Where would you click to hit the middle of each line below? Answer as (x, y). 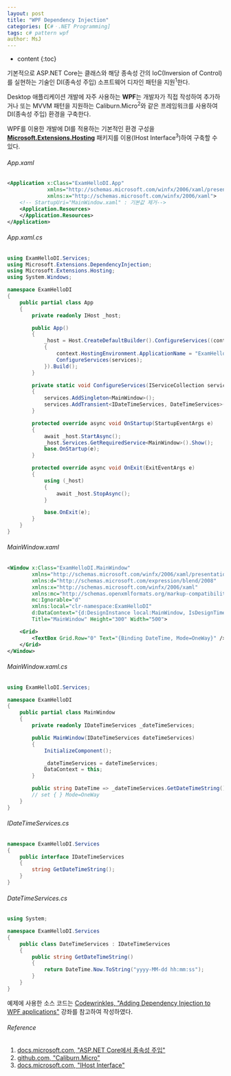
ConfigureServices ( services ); (99, 360)
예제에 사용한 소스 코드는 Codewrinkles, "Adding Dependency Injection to (109, 1003)
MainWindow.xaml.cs (37, 667)
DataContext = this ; (73, 770)
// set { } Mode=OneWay (66, 795)
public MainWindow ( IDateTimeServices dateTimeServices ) (113, 738)
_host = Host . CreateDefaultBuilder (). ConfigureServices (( (129, 341)
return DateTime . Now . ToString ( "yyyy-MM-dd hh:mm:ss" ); (124, 970)
